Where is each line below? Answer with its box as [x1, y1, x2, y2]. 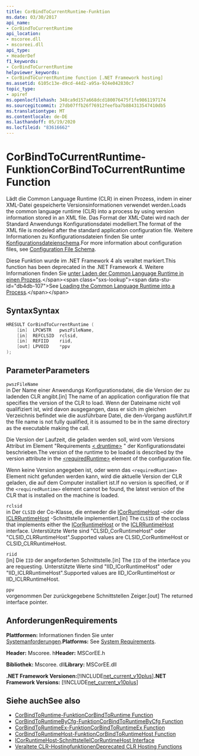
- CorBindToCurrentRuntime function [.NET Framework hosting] [6, 75, 163, 81]
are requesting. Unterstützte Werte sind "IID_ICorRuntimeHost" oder [6, 562, 173, 570]
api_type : [6, 48, 31, 53]
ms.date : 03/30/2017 [6, 14, 58, 20]
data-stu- [148, 276, 172, 283]
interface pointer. [6, 598, 49, 606]
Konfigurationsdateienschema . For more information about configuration [6, 239, 182, 246]
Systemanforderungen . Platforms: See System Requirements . [6, 638, 156, 645]
